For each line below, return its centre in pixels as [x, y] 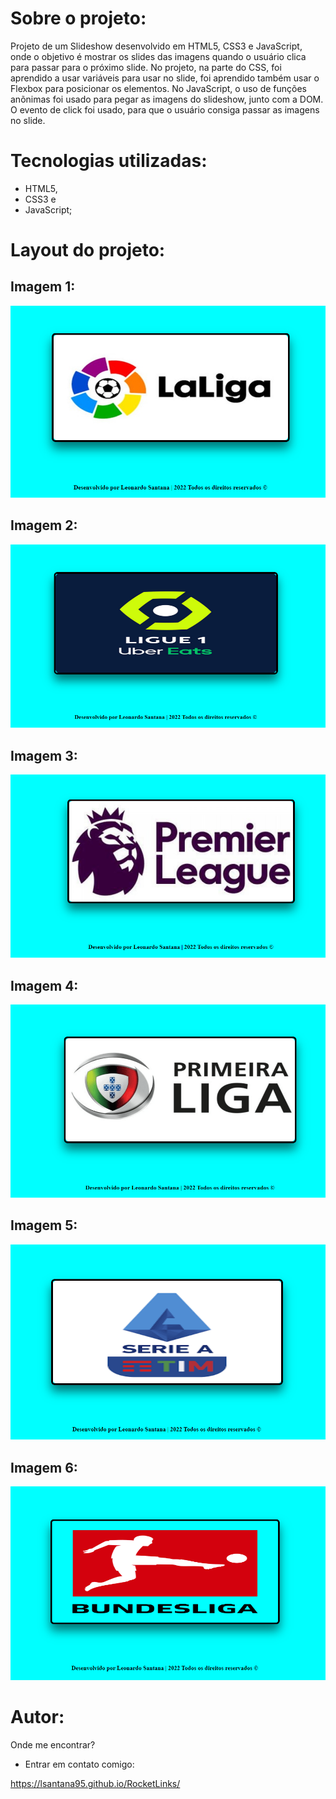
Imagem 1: [43, 287]
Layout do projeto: [88, 250]
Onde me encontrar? [53, 1745]
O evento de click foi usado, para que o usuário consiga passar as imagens [165, 109]
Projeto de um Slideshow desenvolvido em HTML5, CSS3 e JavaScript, [156, 46]
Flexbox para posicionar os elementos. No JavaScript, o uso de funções [158, 88]
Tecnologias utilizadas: [109, 161]
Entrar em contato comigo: [79, 1764]
